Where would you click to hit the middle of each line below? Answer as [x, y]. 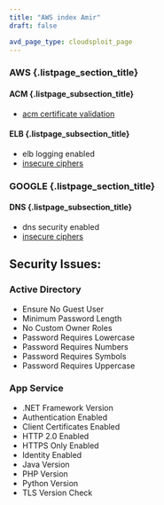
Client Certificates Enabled [71, 426]
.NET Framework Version [67, 407]
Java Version [46, 464]
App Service [36, 389]
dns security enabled [61, 226]
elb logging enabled [58, 154]
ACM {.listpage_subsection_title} [72, 93]
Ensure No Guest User [63, 309]
